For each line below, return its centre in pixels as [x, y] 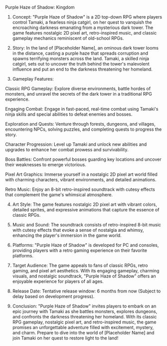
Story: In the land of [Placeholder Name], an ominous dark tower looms [85, 48]
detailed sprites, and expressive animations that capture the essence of [86, 210]
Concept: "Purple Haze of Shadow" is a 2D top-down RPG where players [87, 17]
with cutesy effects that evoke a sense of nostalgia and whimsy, [78, 230]
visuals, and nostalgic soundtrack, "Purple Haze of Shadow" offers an [84, 276]
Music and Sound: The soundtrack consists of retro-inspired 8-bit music [86, 225]
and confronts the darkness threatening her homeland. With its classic [84, 317]
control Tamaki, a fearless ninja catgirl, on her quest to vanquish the [82, 22]
